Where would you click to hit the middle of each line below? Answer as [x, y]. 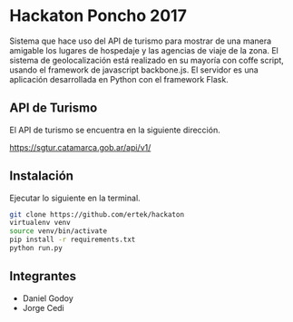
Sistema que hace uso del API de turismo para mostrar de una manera [141, 41]
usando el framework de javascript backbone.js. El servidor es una [134, 70]
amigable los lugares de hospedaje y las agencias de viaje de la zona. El [144, 50]
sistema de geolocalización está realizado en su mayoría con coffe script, [146, 60]
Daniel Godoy [48, 298]
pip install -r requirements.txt [73, 240]
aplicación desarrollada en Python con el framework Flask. [119, 79]
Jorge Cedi [44, 307]
